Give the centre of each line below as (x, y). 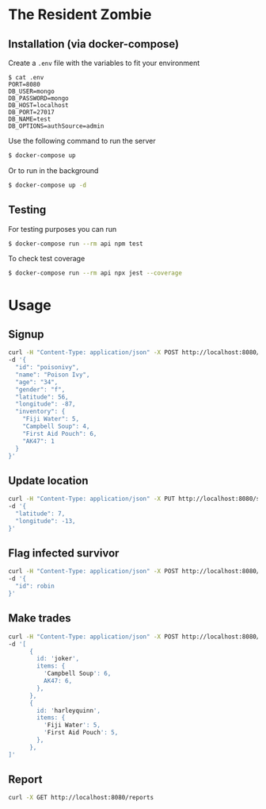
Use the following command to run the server (82, 141)
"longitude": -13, (46, 521)
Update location (48, 481)
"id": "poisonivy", (47, 368)
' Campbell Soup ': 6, (77, 674)
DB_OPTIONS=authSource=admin (56, 126)
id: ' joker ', (58, 659)
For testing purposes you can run (63, 229)
